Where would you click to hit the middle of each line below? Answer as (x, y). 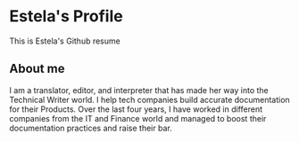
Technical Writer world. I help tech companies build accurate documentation (149, 99)
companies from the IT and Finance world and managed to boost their (138, 118)
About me (37, 69)
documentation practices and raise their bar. (91, 128)
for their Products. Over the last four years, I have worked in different (136, 109)
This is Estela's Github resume (65, 41)
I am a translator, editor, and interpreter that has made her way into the (139, 90)
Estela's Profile (66, 16)
